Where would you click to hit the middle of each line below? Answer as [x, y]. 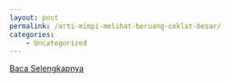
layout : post [34, 18]
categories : [32, 34]
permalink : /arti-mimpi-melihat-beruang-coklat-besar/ [115, 26]
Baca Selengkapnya [47, 69]
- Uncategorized [57, 43]
